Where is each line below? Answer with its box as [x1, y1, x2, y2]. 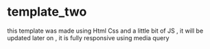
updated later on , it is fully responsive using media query [7, 33, 170, 42]
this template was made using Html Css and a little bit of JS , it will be [7, 27, 204, 35]
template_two [7, 4, 87, 20]
